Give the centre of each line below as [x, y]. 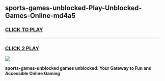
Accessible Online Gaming [33, 73]
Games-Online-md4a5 [41, 16]
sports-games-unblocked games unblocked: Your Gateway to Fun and [78, 68]
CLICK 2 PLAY [22, 48]
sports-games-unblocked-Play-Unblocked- [73, 8]
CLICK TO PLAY [24, 30]
